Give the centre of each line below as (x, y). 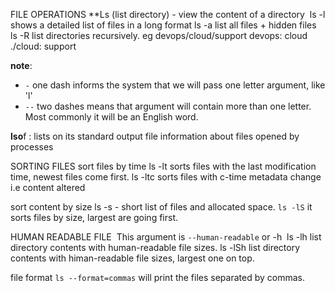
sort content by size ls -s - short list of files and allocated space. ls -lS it (161, 207)
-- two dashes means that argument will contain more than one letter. (168, 106)
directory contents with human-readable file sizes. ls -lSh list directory (155, 247)
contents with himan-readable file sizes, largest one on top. (132, 258)
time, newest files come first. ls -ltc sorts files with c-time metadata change (166, 177)
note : (21, 65)
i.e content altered (48, 187)
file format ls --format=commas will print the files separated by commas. (157, 277)
